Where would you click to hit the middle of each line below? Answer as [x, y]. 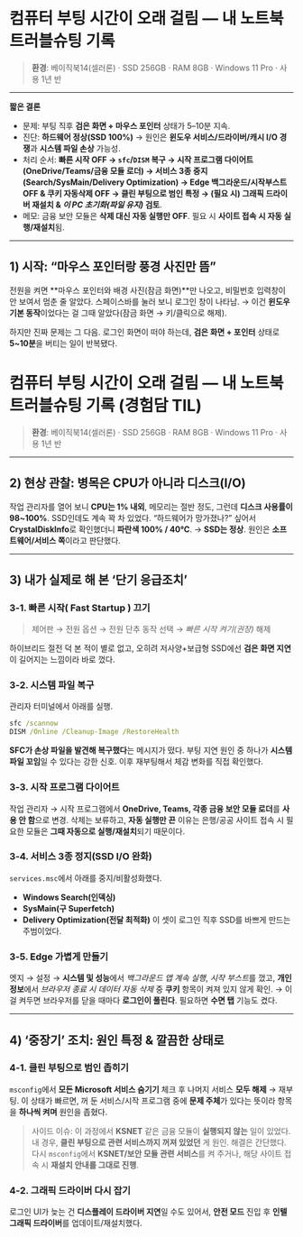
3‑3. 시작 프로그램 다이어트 [64, 787]
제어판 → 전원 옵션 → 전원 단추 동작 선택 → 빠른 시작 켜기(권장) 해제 [151, 629]
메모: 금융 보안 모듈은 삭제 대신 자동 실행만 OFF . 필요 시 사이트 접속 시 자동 [152, 215]
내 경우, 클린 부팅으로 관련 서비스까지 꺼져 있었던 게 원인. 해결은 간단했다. [159, 1142]
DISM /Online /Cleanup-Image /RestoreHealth [94, 732]
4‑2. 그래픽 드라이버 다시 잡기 [70, 1190]
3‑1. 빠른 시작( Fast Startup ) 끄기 [80, 608]
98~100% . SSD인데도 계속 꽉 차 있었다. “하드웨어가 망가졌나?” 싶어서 [133, 518]
